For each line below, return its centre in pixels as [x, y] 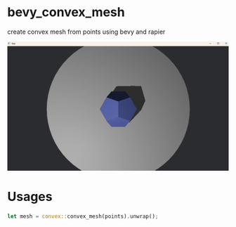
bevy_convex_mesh [66, 12]
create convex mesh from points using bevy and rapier [86, 32]
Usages [30, 196]
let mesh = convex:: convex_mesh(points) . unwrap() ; [83, 216]
